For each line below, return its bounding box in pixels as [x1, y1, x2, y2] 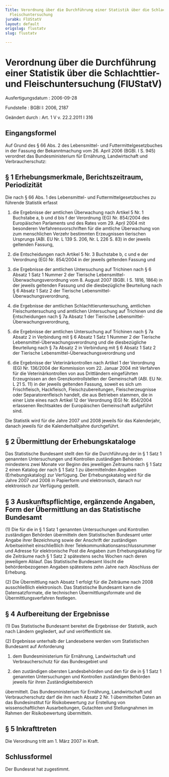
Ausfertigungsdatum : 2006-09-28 [5, 95, 77, 101]
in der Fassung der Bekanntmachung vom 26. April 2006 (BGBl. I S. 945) [5, 147, 156, 153]
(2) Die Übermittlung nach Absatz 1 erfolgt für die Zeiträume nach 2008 [5, 579, 153, 585]
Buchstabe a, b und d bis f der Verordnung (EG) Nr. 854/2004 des [12, 214, 150, 220]
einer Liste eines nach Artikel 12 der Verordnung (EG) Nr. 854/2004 [12, 397, 152, 403]
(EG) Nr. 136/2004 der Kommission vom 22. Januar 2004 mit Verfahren [12, 365, 160, 371]
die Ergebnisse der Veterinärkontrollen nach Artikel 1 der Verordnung [12, 359, 155, 365]
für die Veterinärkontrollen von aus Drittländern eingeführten [12, 370, 138, 376]
